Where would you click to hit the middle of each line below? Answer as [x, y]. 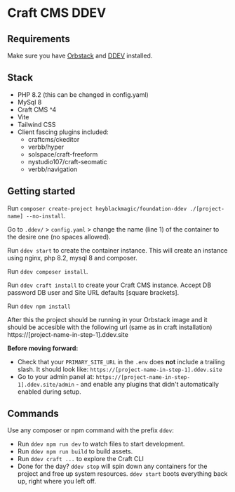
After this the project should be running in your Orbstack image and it [108, 319]
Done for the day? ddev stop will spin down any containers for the [112, 466]
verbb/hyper [46, 147]
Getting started [41, 191]
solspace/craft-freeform [63, 154]
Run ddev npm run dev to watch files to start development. [101, 444]
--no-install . [46, 215]
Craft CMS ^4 [37, 109]
